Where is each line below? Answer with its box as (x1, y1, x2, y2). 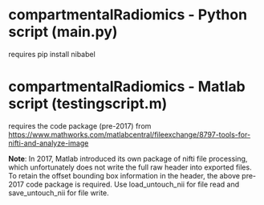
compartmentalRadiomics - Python (8, 6, 247, 24)
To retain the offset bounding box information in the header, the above (8, 170, 241, 180)
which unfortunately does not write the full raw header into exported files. (8, 162, 252, 172)
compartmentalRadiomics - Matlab (8, 78, 246, 96)
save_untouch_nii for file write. (8, 187, 110, 198)
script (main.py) (8, 23, 118, 41)
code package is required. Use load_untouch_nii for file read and (25, 179, 239, 189)
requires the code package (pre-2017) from (8, 121, 152, 130)
